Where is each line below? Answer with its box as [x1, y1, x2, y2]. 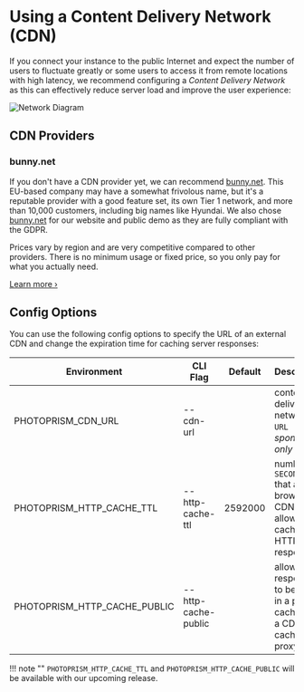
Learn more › [9, 278, 58, 289]
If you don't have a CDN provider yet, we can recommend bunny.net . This [9, 176, 284, 187]
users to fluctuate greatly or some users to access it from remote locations [9, 65, 288, 76]
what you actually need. [9, 261, 99, 272]
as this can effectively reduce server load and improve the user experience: [9, 84, 291, 95]
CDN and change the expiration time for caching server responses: [9, 338, 260, 350]
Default [228, 365, 261, 378]
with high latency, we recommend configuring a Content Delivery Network [9, 74, 286, 85]
